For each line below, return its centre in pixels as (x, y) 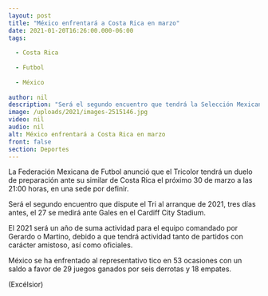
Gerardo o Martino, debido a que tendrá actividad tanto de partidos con (126, 237)
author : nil (28, 97)
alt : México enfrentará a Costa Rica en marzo (87, 134)
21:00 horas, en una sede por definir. (69, 189)
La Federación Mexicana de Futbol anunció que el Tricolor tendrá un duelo (130, 172)
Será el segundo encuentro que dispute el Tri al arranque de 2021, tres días (132, 204)
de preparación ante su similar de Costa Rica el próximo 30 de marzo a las (130, 180)
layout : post (30, 16)
